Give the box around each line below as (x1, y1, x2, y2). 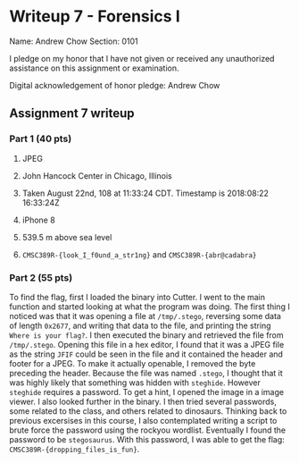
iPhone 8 (21, 215, 55, 225)
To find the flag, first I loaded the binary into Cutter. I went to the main (9, 291, 266, 302)
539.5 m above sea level (21, 231, 112, 242)
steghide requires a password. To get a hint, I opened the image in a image (9, 386, 284, 397)
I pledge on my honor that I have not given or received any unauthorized (9, 53, 275, 63)
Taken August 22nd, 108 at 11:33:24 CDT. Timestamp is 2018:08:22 (21, 188, 270, 198)
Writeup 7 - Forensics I (9, 6, 180, 27)
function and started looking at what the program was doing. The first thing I (9, 301, 290, 312)
